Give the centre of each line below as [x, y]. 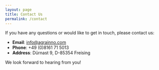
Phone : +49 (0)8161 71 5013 [40, 48]
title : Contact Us [24, 14]
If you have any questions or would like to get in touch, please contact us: [80, 33]
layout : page [18, 10]
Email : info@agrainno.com [39, 42]
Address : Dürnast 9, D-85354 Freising [51, 53]
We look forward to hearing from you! [43, 63]
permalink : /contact [26, 19]
